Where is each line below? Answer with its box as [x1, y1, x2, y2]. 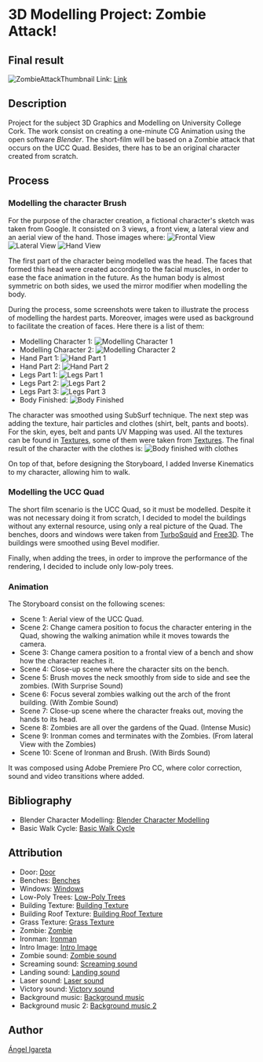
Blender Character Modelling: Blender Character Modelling [19, 815, 210, 825]
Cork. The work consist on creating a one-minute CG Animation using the [8, 126, 246, 135]
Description [8, 97, 67, 111]
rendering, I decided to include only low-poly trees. [8, 561, 174, 571]
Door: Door [19, 867, 57, 876]
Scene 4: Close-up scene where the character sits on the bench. [19, 664, 229, 674]
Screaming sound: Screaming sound [19, 959, 137, 968]
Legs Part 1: [19, 369, 58, 379]
